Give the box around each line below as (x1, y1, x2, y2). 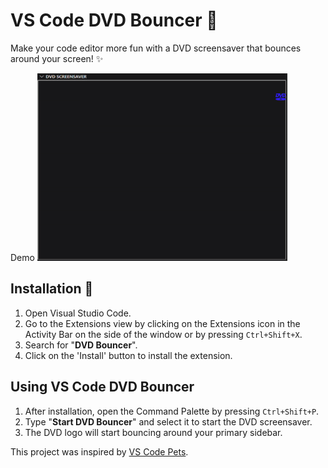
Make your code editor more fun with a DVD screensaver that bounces (10, 42, 302, 54)
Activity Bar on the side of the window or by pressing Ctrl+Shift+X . (24, 328, 303, 340)
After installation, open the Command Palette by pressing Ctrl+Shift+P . (24, 405, 320, 417)
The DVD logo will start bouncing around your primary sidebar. (24, 426, 283, 438)
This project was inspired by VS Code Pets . (10, 445, 189, 458)
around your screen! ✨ (10, 52, 104, 64)
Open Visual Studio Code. (24, 307, 132, 319)
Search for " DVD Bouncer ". (24, 339, 138, 351)
